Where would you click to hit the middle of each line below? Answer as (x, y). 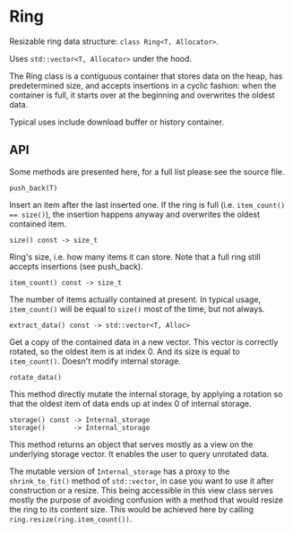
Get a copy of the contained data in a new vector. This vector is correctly (144, 341)
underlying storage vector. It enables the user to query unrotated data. (139, 453)
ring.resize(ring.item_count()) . (71, 519)
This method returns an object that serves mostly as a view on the (131, 444)
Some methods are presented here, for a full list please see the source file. (147, 171)
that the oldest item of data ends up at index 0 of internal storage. (131, 403)
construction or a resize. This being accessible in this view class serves (141, 490)
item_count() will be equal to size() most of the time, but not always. (137, 309)
